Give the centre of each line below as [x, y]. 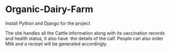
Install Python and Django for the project [48, 23]
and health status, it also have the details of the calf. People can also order [84, 38]
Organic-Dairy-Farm [49, 9]
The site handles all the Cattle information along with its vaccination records [85, 33]
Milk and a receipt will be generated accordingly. [56, 43]
